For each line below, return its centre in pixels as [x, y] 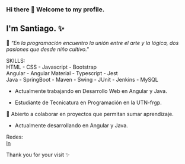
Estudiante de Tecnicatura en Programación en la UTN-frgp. [88, 102]
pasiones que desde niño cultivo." [48, 49]
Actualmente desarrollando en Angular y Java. [71, 125]
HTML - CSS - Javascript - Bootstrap [51, 67]
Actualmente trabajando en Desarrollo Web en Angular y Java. [91, 91]
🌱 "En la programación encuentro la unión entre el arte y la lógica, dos [92, 43]
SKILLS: [16, 60]
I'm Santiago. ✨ [35, 29]
